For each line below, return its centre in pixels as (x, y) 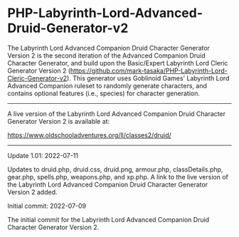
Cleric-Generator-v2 (37, 78)
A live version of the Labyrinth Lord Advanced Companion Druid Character (117, 114)
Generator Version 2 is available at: (59, 121)
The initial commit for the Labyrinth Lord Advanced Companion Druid (108, 219)
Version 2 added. (33, 192)
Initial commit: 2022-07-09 (47, 206)
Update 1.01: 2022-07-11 (43, 155)
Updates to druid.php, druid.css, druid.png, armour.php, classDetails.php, (115, 169)
